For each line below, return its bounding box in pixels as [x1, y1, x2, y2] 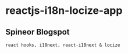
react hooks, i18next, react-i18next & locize [5, 42, 120, 48]
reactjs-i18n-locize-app [5, 4, 123, 17]
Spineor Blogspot [5, 27, 70, 37]
